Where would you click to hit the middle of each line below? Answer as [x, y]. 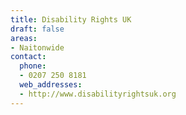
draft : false [37, 29]
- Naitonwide [37, 47]
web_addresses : [51, 85]
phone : [33, 66]
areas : [24, 38]
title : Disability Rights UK [71, 19]
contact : [28, 57]
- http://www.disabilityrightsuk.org [98, 94]
